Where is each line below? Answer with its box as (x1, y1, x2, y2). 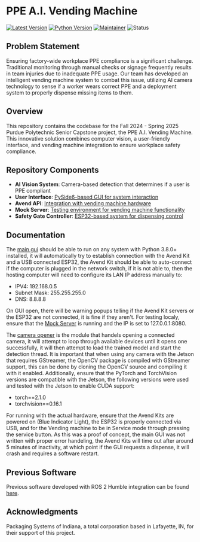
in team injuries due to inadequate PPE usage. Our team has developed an (6, 70, 189, 77)
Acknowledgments (6, 507, 79, 517)
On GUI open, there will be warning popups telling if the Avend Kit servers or (6, 307, 195, 315)
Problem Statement (6, 41, 80, 51)
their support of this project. (6, 529, 76, 536)
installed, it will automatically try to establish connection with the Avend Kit (6, 252, 190, 260)
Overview (6, 106, 44, 117)
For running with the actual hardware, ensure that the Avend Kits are (6, 412, 174, 419)
